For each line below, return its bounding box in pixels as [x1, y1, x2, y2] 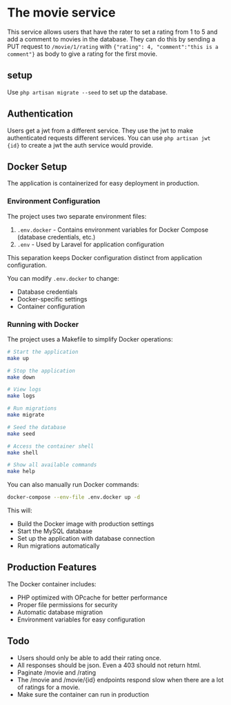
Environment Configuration [7, 197, 101, 206]
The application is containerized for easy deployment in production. [7, 179, 200, 188]
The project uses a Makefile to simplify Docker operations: [7, 335, 174, 343]
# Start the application [7, 348, 79, 355]
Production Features [7, 562, 97, 573]
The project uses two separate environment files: [7, 212, 147, 220]
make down [7, 374, 36, 381]
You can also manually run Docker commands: [7, 481, 139, 489]
